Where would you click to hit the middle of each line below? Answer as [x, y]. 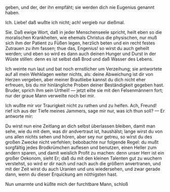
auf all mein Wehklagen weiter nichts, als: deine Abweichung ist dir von [79, 74]
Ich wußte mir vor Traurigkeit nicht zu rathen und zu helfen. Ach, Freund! [81, 105]
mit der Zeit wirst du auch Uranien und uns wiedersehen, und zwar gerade [83, 169]
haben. [13, 13]
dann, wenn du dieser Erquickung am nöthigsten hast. [61, 174]
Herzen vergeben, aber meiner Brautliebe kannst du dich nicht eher [75, 80]
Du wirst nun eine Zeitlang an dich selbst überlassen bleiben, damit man [80, 126]
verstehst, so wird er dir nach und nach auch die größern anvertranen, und [83, 163]
